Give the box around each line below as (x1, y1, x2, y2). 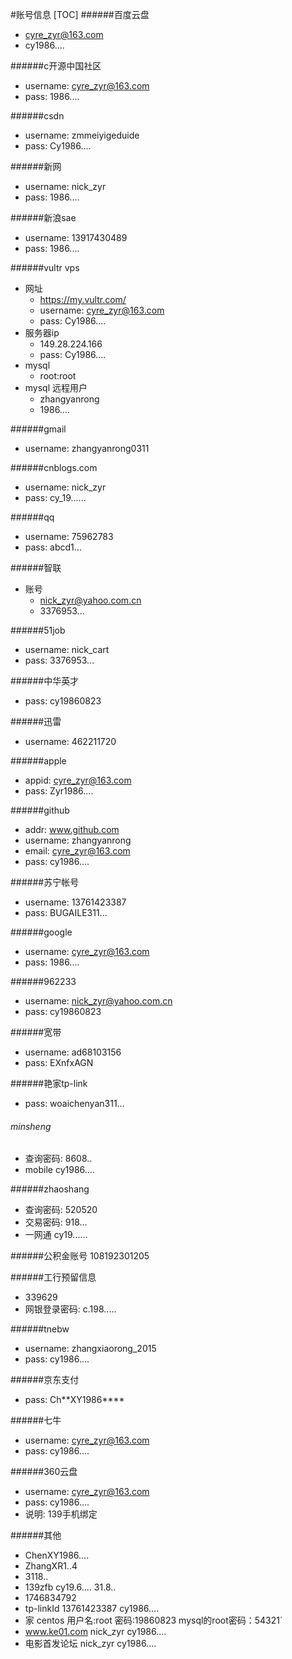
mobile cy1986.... (24, 1164, 95, 1176)
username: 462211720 (24, 736, 117, 747)
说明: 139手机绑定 (24, 1508, 98, 1520)
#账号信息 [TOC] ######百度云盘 (10, 9, 150, 20)
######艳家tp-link (10, 1078, 88, 1089)
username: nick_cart (24, 644, 110, 655)
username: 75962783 (24, 531, 114, 542)
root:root (39, 370, 77, 382)
